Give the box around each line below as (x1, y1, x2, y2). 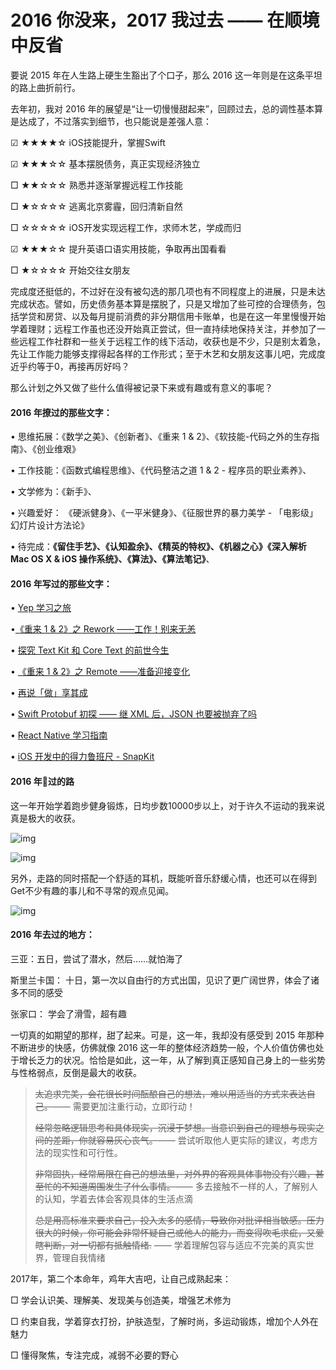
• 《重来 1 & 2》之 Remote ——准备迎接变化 (10, 666, 190, 678)
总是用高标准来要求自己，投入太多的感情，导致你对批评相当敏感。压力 (34, 1214, 325, 1226)
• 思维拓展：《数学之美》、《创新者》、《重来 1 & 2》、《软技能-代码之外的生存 (10, 431, 312, 443)
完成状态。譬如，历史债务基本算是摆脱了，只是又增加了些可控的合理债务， (10, 297, 317, 310)
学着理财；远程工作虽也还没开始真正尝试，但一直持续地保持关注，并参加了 (10, 322, 317, 335)
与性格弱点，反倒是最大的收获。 (10, 1066, 142, 1078)
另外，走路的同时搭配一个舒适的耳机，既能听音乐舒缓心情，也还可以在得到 (10, 872, 317, 884)
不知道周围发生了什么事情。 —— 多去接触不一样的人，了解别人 (61, 1180, 318, 1192)
